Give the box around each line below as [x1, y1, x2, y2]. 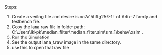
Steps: [4, 4, 18, 10]
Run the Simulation [11, 34, 50, 40]
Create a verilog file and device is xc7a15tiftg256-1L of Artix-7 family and [11, 14, 158, 19]
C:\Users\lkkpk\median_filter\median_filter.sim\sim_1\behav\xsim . [11, 29, 143, 35]
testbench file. [11, 19, 41, 24]
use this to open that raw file [11, 45, 69, 50]
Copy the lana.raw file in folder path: [11, 24, 85, 30]
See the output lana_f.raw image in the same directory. [11, 39, 121, 45]
